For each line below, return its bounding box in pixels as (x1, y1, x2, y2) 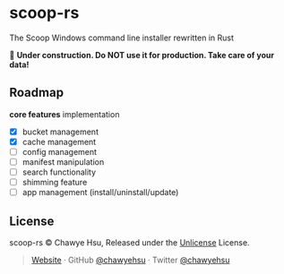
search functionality (22, 167, 97, 177)
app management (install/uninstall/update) (22, 187, 179, 198)
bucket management (22, 126, 99, 137)
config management (22, 146, 97, 157)
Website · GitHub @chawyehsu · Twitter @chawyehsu (30, 254, 230, 265)
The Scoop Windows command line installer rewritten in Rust (9, 32, 235, 43)
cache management (22, 136, 97, 147)
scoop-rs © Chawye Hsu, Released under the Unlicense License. (9, 237, 250, 248)
